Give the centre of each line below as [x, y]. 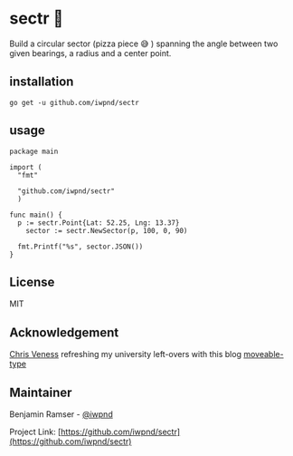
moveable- [264, 354]
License [32, 281]
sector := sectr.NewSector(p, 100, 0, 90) [107, 230]
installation [42, 82]
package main [34, 151]
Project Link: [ [35, 432]
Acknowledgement [64, 332]
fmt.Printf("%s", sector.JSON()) [80, 247]
